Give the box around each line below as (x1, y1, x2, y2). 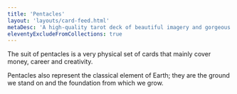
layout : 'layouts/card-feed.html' (7, 17, 110, 24)
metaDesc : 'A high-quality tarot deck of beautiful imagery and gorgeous (7, 23, 231, 31)
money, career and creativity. (7, 58, 93, 66)
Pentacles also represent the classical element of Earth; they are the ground (7, 71, 230, 80)
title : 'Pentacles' (7, 10, 65, 18)
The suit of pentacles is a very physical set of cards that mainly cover (7, 50, 211, 58)
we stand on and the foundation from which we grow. (7, 79, 164, 88)
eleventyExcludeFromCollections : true (7, 30, 122, 38)
